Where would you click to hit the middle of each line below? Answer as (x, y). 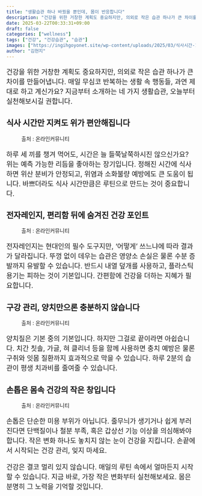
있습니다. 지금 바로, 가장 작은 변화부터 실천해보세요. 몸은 (107, 477)
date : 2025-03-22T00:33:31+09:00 (48, 23)
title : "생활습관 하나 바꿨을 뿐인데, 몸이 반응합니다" (66, 12)
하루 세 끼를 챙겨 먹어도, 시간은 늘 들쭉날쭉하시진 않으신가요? (98, 154)
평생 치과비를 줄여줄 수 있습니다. (69, 368)
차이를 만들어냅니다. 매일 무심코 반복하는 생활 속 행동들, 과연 (97, 82)
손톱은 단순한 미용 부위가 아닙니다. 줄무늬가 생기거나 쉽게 (92, 421)
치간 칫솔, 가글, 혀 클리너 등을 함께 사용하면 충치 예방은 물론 (106, 349)
